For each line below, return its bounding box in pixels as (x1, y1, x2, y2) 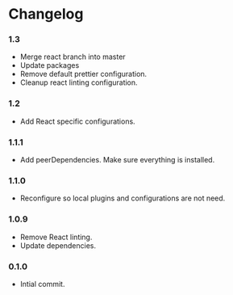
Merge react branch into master (19, 52, 127, 61)
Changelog (8, 5, 84, 23)
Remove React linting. (19, 232, 93, 242)
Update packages (19, 61, 80, 70)
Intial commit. (19, 279, 65, 289)
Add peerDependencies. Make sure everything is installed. (19, 155, 215, 165)
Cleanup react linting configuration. (19, 78, 139, 87)
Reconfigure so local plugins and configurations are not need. (19, 193, 226, 203)
